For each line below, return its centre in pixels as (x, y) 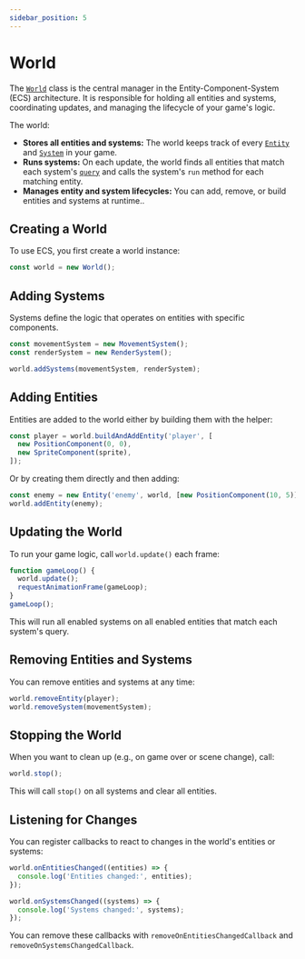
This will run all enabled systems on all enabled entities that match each (144, 621)
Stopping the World (66, 735)
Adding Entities (54, 398)
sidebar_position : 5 (49, 18)
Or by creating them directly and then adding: (94, 479)
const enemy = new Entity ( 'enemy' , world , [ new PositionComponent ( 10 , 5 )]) (156, 495)
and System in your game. (70, 152)
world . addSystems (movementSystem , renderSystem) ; (105, 369)
